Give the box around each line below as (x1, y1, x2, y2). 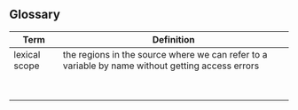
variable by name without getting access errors (62, 59, 260, 72)
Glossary (9, 7, 60, 22)
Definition (152, 33, 195, 45)
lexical (13, 48, 41, 60)
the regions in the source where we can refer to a (62, 48, 268, 60)
